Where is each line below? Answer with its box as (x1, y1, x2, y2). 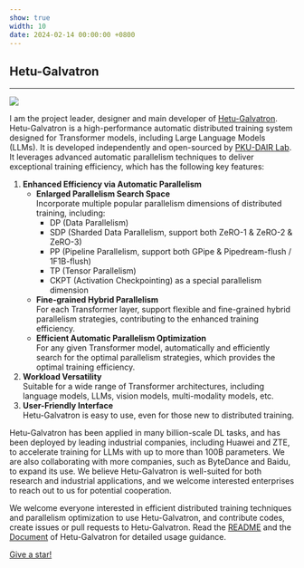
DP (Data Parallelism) (49, 217, 129, 228)
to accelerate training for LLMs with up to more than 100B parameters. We (9, 447, 285, 457)
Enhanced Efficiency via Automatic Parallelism (22, 178, 202, 190)
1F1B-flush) (49, 255, 92, 267)
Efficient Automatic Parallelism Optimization (35, 332, 206, 344)
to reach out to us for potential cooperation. (9, 486, 172, 496)
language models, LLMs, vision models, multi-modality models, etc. (22, 390, 274, 401)
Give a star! (9, 549, 52, 560)
